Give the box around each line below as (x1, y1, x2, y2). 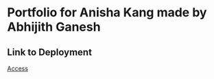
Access (7, 65, 29, 72)
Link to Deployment (7, 46, 93, 58)
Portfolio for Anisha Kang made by (7, 5, 207, 20)
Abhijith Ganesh (7, 19, 101, 35)
